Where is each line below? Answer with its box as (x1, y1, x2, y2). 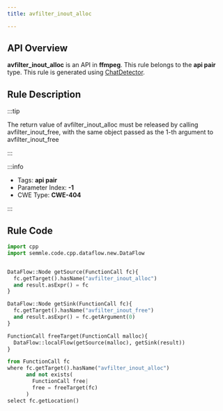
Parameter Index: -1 (17, 183, 75, 192)
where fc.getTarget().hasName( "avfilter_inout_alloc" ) (7, 365, 170, 372)
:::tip (7, 107, 20, 115)
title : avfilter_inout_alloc (7, 10, 92, 17)
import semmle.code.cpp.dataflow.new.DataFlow (7, 250, 145, 257)
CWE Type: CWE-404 (17, 191, 82, 199)
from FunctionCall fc (7, 358, 70, 366)
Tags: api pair (17, 176, 58, 185)
